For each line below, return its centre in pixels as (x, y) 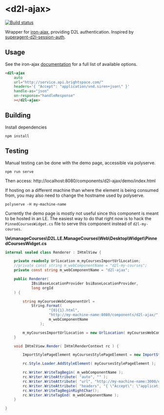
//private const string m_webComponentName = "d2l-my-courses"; (81, 266)
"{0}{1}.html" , (64, 310)
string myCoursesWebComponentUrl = (59, 301)
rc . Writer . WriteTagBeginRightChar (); (61, 391)
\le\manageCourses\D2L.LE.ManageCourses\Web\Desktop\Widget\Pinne (81, 238)
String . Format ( (47, 306)
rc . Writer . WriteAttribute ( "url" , (58, 381)
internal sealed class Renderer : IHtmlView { (53, 252)
